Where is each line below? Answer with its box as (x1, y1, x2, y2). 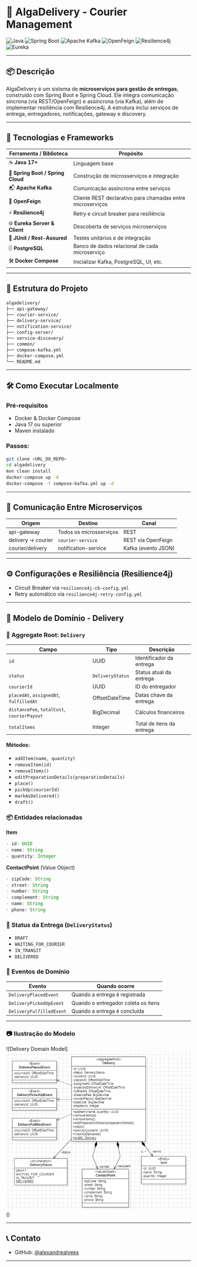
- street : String (6, 882, 49, 888)
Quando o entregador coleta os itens (71, 999, 160, 1006)
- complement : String (6, 895, 59, 900)
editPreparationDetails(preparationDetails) (14, 774, 125, 780)
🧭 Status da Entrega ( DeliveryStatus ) (6, 920, 113, 929)
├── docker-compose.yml (6, 352, 64, 359)
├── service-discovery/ (6, 335, 64, 341)
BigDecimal (92, 709, 120, 716)
